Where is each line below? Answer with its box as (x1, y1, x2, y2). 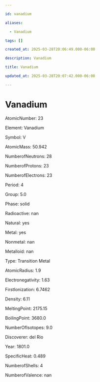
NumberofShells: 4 (5, 362, 43, 368)
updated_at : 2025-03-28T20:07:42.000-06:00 (5, 74, 96, 79)
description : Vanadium (5, 56, 51, 61)
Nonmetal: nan (5, 239, 35, 245)
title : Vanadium (5, 65, 38, 70)
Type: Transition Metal (5, 258, 50, 264)
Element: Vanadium (5, 125, 44, 131)
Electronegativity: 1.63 (5, 277, 50, 283)
